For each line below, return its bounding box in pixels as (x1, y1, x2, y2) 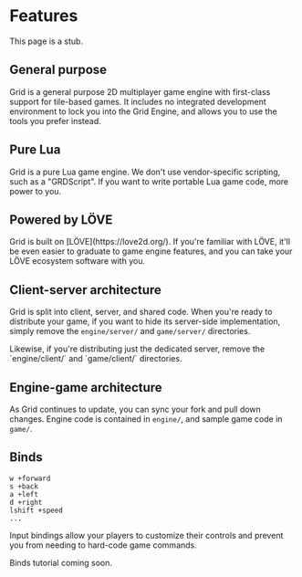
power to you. (9, 185, 62, 196)
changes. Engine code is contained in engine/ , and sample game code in (9, 414, 283, 425)
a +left (9, 489, 39, 498)
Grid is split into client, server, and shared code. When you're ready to (9, 307, 273, 318)
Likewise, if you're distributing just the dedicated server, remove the (9, 343, 266, 354)
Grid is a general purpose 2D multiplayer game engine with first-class (9, 86, 271, 97)
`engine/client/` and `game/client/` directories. (9, 353, 182, 364)
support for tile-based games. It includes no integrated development (9, 96, 266, 107)
